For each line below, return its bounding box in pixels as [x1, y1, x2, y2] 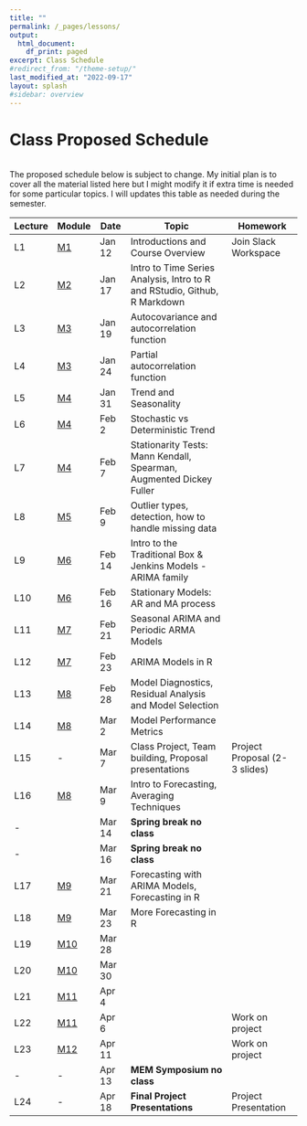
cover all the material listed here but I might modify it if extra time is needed [9, 179, 294, 190]
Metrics [131, 726, 164, 738]
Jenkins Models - [131, 559, 207, 572]
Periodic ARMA [131, 623, 196, 636]
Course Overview [131, 247, 206, 260]
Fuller [131, 484, 155, 497]
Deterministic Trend [131, 424, 216, 437]
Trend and [131, 386, 175, 398]
